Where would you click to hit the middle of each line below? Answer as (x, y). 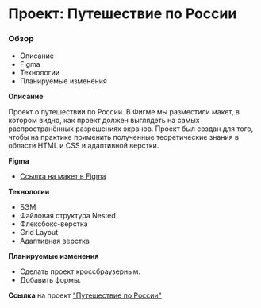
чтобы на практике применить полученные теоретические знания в (124, 137)
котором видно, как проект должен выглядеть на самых (104, 121)
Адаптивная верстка (54, 241)
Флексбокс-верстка (54, 224)
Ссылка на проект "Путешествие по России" (85, 295)
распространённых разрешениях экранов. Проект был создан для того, (131, 129)
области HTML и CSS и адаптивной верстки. (84, 146)
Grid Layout (38, 233)
